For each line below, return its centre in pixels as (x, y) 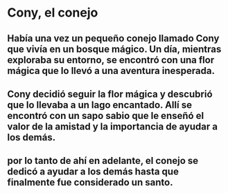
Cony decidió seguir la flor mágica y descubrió (110, 94)
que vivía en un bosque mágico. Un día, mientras (114, 49)
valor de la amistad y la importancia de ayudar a (113, 126)
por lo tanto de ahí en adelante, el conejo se (103, 161)
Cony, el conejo (53, 13)
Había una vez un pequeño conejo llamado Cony (113, 38)
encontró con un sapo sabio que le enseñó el (106, 116)
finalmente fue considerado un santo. (90, 182)
